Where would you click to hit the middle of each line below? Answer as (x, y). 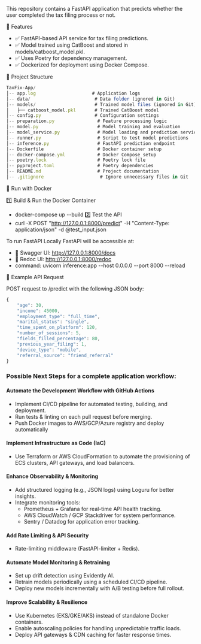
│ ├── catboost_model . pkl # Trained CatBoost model (83, 110)
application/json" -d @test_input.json (60, 229)
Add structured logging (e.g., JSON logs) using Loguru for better (95, 489)
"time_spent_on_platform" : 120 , (57, 328)
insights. (25, 496)
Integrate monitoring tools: (48, 502)
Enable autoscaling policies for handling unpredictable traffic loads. (98, 628)
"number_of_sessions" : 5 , (49, 333)
